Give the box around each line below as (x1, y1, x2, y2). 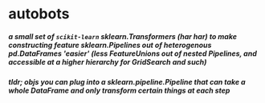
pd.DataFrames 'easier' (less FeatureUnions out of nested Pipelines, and (8, 49, 257, 58)
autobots (8, 5, 70, 23)
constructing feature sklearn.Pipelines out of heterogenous (8, 40, 212, 50)
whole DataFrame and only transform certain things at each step (8, 85, 230, 96)
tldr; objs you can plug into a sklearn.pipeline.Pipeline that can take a (8, 77, 247, 87)
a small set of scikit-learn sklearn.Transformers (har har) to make (8, 31, 237, 41)
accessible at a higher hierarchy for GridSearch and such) (8, 57, 207, 66)
